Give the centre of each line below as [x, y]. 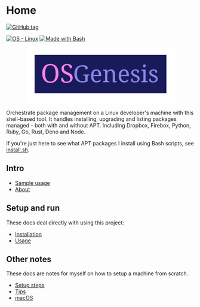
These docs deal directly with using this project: [65, 223]
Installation [28, 234]
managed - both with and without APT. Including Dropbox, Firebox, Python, [99, 125]
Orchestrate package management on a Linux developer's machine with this [100, 113]
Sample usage [33, 183]
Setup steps [30, 285]
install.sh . [18, 150]
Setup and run [33, 208]
